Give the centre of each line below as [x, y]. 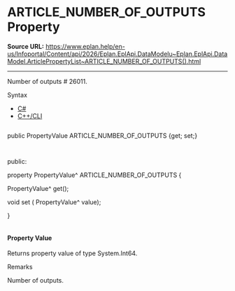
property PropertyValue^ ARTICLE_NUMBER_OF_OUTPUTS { [94, 175]
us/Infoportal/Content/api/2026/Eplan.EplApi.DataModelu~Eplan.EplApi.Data [117, 54]
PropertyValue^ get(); [38, 188]
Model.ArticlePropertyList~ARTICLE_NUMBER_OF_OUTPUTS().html [104, 61]
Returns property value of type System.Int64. [72, 253]
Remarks [20, 267]
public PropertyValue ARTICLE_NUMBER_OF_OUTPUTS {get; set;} [102, 135]
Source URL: [26, 46]
